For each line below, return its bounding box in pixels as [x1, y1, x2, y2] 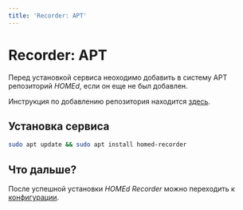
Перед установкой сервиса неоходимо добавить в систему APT [8, 73, 228, 82]
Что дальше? [8, 163, 77, 176]
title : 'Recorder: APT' [8, 11, 88, 20]
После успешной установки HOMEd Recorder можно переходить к [8, 184, 235, 194]
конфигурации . [8, 192, 60, 202]
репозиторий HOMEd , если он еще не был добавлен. [8, 81, 189, 90]
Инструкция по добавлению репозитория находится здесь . [8, 97, 211, 106]
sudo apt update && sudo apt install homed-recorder [8, 141, 187, 149]
